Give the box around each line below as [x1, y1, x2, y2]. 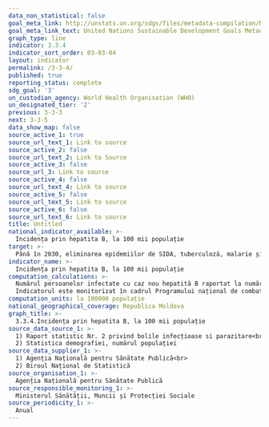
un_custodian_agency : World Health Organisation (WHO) [8, 94, 195, 102]
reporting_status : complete [8, 79, 102, 87]
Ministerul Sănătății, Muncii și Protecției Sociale [15, 392, 195, 400]
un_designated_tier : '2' [8, 101, 91, 109]
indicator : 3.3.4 [8, 42, 66, 50]
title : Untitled [8, 220, 62, 228]
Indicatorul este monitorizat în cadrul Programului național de [15, 288, 239, 296]
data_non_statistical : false [8, 11, 106, 20]
